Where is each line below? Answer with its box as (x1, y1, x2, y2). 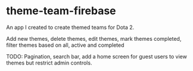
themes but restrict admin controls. (6, 59, 92, 66)
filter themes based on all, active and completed (6, 41, 124, 49)
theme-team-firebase (6, 4, 116, 18)
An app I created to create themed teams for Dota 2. (6, 24, 135, 31)
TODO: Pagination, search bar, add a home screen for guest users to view (6, 53, 188, 60)
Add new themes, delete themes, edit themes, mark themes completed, (6, 35, 182, 42)
